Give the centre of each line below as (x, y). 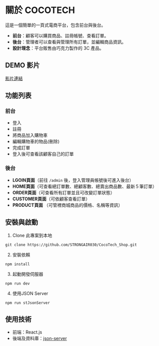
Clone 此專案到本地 (32, 235)
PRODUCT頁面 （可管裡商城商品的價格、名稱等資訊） (68, 205)
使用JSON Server (30, 293)
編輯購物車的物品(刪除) (36, 142)
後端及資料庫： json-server (40, 339)
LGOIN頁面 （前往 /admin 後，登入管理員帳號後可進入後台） (73, 180)
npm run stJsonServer (28, 303)
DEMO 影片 (22, 65)
